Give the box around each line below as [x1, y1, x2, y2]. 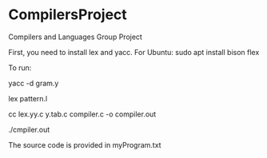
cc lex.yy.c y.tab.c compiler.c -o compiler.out [8, 109, 157, 119]
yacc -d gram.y [8, 78, 59, 88]
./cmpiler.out [8, 124, 50, 134]
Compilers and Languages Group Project [8, 32, 142, 41]
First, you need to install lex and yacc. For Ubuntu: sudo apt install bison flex [8, 47, 260, 57]
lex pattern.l [8, 93, 48, 103]
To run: [8, 62, 32, 73]
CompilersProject [8, 6, 128, 24]
